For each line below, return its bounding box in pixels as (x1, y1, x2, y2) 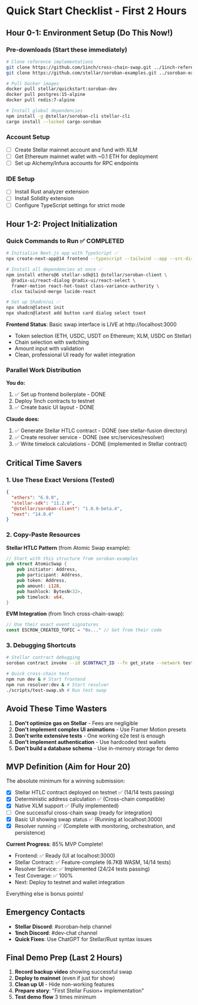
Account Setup (6, 133, 50, 141)
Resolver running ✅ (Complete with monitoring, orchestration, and (14, 822, 176, 829)
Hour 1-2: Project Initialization (6, 219, 118, 229)
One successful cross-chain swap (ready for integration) (14, 809, 153, 816)
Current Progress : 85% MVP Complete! (6, 840, 103, 848)
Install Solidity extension (14, 195, 74, 202)
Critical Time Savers (6, 458, 82, 468)
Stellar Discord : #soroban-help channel (14, 923, 112, 930)
